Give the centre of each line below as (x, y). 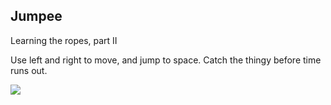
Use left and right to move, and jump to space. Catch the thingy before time (166, 60)
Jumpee (36, 16)
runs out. (29, 70)
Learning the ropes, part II (64, 40)
